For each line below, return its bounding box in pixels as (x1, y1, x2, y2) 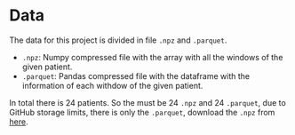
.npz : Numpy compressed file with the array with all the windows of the (21, 52, 283, 62)
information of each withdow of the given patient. (21, 80, 203, 91)
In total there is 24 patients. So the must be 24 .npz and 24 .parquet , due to (9, 97, 286, 107)
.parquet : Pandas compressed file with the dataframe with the (21, 70, 251, 81)
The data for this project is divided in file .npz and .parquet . (9, 35, 227, 45)
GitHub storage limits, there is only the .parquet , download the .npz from (9, 107, 275, 117)
